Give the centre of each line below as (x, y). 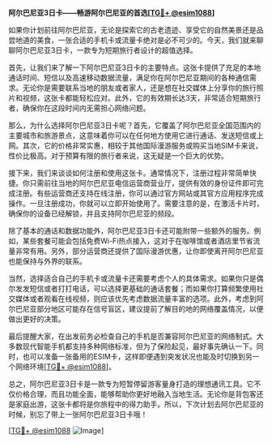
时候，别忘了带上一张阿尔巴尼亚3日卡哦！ (78, 414)
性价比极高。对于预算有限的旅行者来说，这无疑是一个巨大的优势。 (118, 156)
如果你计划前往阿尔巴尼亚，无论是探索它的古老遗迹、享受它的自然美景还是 (132, 30)
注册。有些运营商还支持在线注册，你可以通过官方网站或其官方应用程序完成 (139, 193)
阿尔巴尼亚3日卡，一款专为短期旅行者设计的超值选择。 (106, 50)
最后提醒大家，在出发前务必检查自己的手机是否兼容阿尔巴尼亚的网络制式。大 (136, 336)
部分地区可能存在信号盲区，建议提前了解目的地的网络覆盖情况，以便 (150, 309)
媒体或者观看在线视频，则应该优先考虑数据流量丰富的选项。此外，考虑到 (136, 299)
